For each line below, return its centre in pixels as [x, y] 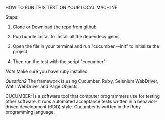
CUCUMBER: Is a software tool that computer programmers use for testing [83, 96]
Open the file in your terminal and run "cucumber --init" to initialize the [86, 46]
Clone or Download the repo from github [54, 27]
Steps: [12, 17]
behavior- [147, 101]
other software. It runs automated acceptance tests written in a [71, 101]
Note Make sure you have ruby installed [46, 71]
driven [12, 107]
